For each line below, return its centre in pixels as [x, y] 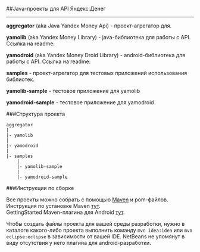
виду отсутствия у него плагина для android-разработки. [79, 243]
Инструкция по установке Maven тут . [53, 206]
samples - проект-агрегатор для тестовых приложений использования [97, 73]
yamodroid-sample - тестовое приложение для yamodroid [80, 102]
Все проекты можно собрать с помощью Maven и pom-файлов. [87, 200]
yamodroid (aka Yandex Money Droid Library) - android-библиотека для [96, 55]
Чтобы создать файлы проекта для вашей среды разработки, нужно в [96, 224]
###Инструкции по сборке [40, 188]
